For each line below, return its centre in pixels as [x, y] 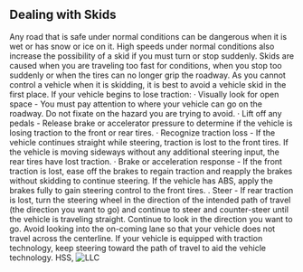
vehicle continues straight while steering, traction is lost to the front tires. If [149, 142]
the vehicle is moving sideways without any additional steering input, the [145, 152]
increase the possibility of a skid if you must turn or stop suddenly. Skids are [152, 56]
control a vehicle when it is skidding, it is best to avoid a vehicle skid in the [148, 84]
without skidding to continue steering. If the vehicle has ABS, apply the [141, 181]
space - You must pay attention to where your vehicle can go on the [136, 104]
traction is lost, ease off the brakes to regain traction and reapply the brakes [151, 171]
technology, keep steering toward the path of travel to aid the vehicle [138, 248]
